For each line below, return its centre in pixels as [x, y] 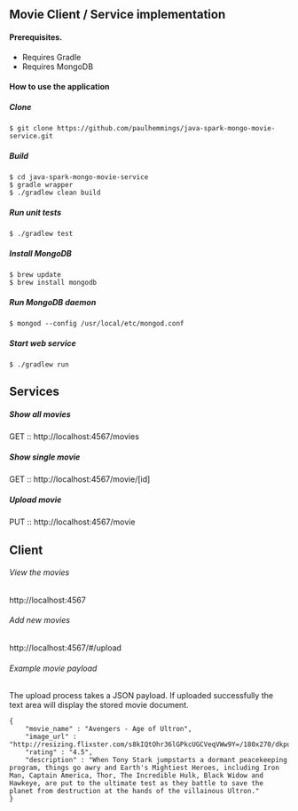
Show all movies [40, 414]
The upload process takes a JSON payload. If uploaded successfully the [141, 696]
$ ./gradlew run [39, 365]
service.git [31, 137]
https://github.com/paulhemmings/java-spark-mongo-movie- [166, 129]
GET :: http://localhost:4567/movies [74, 437]
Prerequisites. [36, 37]
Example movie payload [53, 668]
